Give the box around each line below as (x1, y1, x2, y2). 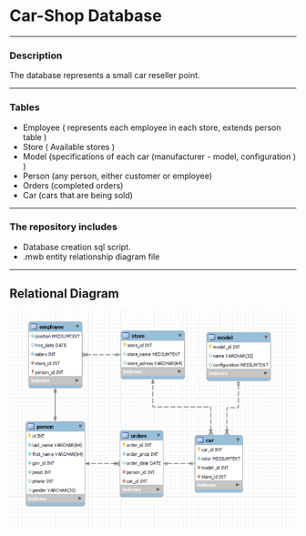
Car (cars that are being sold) (22, 189, 134, 200)
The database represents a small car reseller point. (9, 70, 200, 81)
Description (9, 49, 63, 62)
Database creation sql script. (22, 241, 131, 252)
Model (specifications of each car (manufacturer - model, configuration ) (22, 151, 297, 162)
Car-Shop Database (9, 5, 162, 26)
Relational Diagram (9, 286, 120, 301)
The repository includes (9, 220, 118, 233)
